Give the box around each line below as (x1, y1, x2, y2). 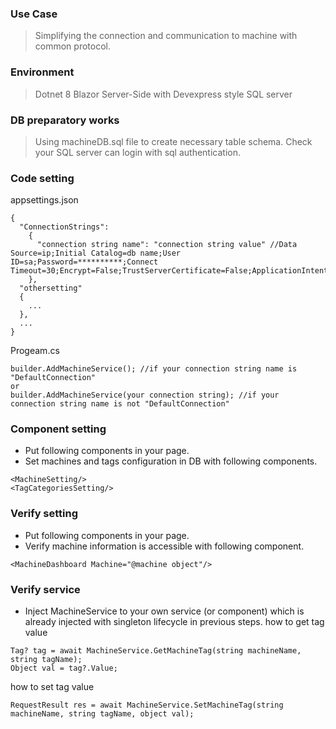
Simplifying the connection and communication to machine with (34, 30, 298, 42)
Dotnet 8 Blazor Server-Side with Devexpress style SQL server (34, 88, 293, 100)
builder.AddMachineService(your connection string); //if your (10, 390, 280, 401)
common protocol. (34, 40, 111, 52)
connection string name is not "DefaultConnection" (10, 399, 230, 409)
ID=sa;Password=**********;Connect (10, 257, 159, 267)
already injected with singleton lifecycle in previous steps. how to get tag (24, 616, 325, 628)
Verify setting (10, 507, 79, 521)
